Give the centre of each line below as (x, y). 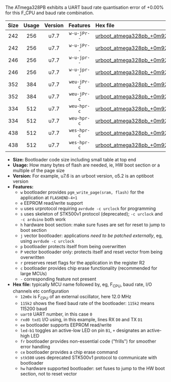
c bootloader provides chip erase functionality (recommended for (89, 268)
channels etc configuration (41, 291)
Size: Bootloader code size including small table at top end (74, 160)
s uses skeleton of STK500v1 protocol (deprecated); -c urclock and (91, 214)
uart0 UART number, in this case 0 (56, 314)
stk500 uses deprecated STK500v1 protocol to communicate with (89, 357)
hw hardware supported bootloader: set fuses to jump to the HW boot (93, 368)
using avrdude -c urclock (47, 241)
